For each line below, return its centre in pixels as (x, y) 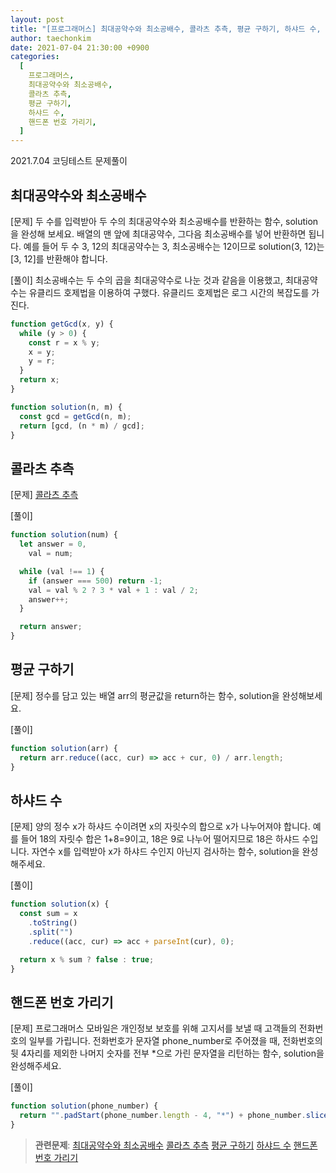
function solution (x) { (60, 904)
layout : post (37, 19)
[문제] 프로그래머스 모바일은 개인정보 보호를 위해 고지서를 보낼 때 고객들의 (153, 1028)
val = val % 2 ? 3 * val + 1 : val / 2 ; (113, 590)
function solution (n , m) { (66, 407)
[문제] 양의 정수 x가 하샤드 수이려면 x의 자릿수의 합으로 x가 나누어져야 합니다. (160, 827)
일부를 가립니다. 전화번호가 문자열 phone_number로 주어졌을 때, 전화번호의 (175, 1041)
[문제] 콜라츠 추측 (44, 495)
